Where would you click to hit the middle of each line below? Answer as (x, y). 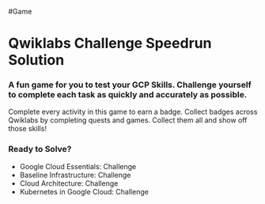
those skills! (28, 129)
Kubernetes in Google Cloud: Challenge (84, 191)
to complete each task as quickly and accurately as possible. (128, 95)
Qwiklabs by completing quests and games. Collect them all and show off (128, 120)
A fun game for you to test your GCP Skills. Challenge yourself (130, 85)
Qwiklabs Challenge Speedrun (110, 43)
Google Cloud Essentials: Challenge (78, 166)
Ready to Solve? (40, 149)
